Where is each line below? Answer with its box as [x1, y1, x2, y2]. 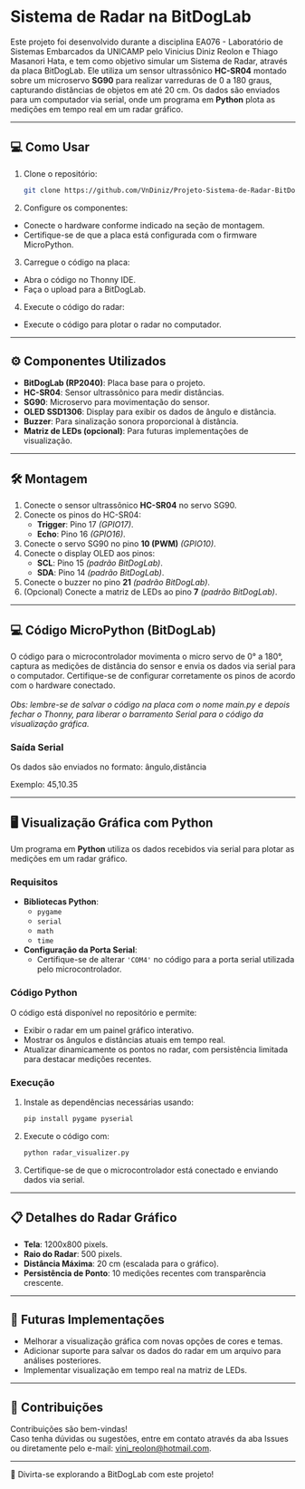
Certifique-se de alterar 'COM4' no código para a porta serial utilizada [36, 954, 295, 965]
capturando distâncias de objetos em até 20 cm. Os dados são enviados [10, 84, 281, 95]
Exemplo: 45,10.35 [10, 779, 79, 790]
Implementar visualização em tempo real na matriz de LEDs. [23, 1365, 248, 1376]
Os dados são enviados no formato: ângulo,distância [10, 761, 207, 772]
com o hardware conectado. [10, 680, 116, 691]
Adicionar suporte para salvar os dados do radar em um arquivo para [23, 1346, 281, 1357]
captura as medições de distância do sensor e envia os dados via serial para [10, 661, 296, 672]
